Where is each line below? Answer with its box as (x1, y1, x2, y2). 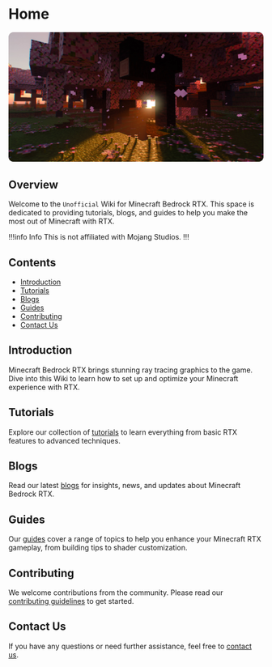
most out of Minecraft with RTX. (8, 216, 115, 227)
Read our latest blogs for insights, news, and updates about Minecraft (8, 481, 241, 491)
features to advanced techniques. (8, 435, 121, 445)
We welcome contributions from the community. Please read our (8, 588, 223, 597)
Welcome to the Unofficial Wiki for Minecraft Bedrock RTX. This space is (8, 199, 255, 209)
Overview (8, 177, 59, 191)
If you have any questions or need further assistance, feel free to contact (8, 641, 253, 651)
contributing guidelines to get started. (8, 597, 134, 606)
